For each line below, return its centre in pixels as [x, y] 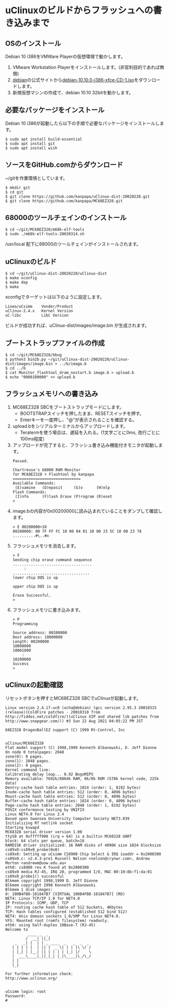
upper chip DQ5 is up [35, 586]
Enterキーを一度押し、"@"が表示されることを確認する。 [78, 420]
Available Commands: [34, 483]
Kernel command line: [28, 770]
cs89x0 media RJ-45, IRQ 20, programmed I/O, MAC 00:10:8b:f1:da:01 [79, 872]
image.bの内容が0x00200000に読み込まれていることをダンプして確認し [88, 511]
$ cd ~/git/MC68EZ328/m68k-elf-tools [45, 230]
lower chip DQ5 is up [35, 577]
